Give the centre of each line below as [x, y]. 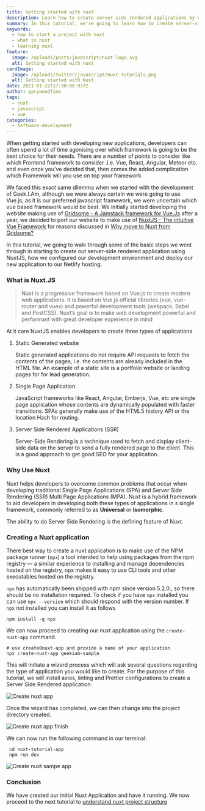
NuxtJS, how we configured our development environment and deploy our [100, 258]
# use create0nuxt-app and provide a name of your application [88, 648]
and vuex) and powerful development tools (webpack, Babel [114, 306]
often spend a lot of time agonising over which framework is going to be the [102, 150]
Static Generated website [47, 343]
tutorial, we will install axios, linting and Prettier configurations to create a [98, 678]
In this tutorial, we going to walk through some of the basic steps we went [99, 245]
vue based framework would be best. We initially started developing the [97, 207]
